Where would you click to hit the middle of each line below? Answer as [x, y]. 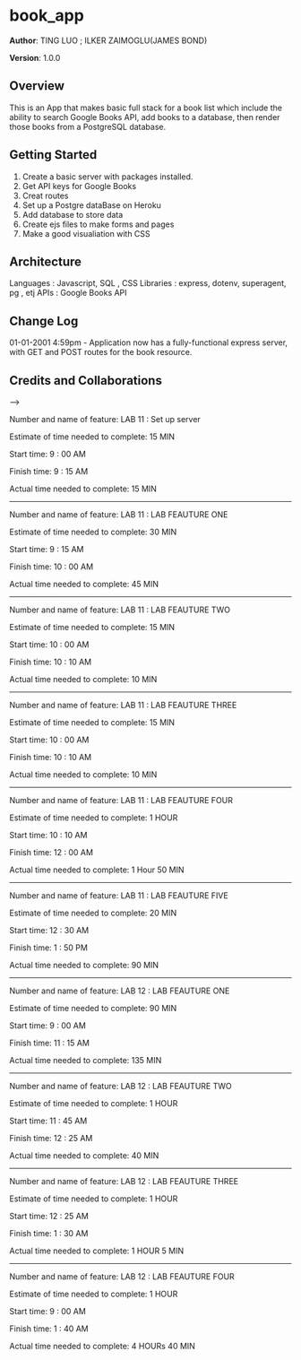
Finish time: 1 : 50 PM [48, 948]
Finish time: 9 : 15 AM [49, 471]
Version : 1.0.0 [35, 57]
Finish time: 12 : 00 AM [52, 852]
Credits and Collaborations [86, 381]
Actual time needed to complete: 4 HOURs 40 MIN [102, 1346]
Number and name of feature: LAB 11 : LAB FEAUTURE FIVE [119, 896]
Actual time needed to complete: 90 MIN [84, 965]
